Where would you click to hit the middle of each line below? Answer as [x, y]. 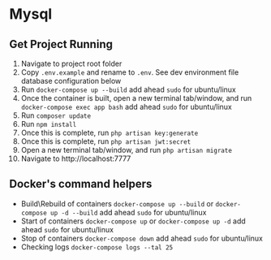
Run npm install [49, 124]
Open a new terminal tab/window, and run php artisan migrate [126, 150]
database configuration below [71, 81]
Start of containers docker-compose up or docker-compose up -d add [133, 221]
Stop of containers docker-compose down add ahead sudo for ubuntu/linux [142, 238]
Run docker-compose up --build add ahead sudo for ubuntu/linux [128, 89]
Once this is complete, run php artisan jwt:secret [106, 141]
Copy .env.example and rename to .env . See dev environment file [130, 72]
